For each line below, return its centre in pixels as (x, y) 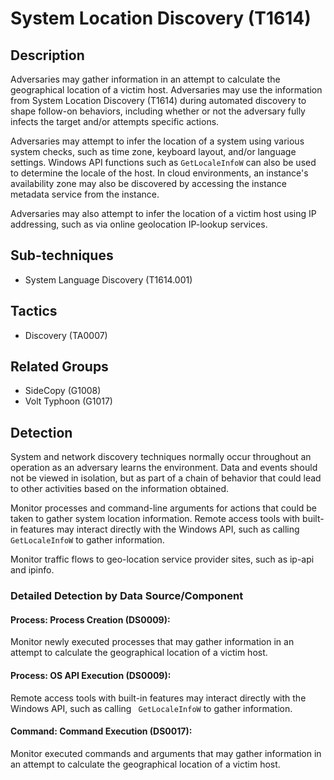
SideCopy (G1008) (63, 391)
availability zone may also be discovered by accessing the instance (149, 183)
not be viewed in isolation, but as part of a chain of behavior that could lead (166, 478)
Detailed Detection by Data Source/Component (127, 596)
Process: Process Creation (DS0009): (90, 619)
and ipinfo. (32, 570)
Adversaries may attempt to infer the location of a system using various (157, 141)
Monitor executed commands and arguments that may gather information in (166, 753)
